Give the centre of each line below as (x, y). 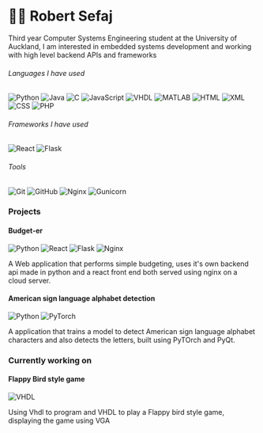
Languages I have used (47, 73)
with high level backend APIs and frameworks (83, 55)
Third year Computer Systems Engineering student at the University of (123, 38)
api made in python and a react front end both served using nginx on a (123, 272)
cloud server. (30, 280)
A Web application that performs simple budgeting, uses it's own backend (128, 264)
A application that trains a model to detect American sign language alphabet (131, 331)
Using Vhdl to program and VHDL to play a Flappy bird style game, (116, 412)
